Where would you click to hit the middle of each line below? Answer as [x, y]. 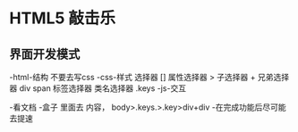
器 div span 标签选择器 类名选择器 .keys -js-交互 [98, 88]
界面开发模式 [45, 54]
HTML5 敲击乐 [63, 18]
